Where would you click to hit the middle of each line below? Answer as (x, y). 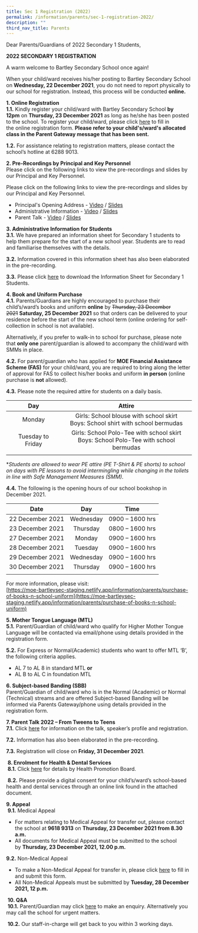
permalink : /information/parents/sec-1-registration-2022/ (80, 17)
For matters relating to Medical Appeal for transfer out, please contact (99, 822)
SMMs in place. (25, 350)
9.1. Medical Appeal (32, 810)
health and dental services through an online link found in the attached (92, 787)
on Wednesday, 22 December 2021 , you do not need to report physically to (98, 85)
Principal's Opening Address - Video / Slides (69, 205)
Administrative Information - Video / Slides (66, 211)
